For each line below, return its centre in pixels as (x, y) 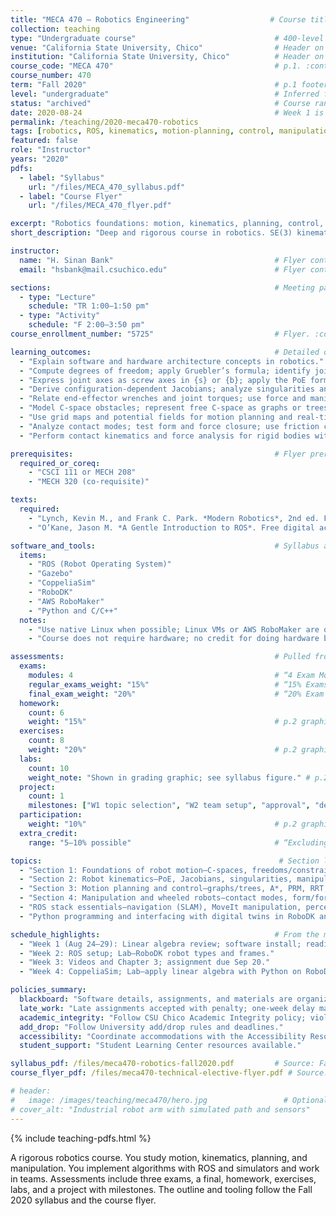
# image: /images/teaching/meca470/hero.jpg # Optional (169, 1100)
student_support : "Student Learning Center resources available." (160, 1046)
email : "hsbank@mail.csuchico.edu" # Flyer (163, 269)
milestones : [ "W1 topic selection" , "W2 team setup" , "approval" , (169, 806)
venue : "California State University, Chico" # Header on (167, 47)
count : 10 (49, 768)
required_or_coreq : (60, 463)
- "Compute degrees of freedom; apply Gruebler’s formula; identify (165, 371)
